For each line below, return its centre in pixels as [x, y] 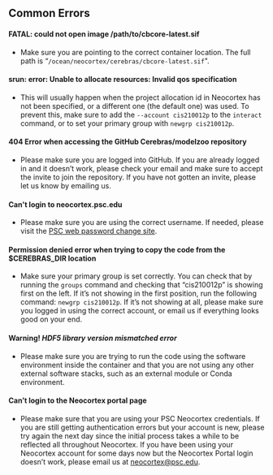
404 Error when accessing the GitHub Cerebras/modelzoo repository [128, 142]
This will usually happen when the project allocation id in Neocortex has [141, 97]
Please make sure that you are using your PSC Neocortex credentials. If [140, 418]
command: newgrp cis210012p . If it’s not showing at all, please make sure [142, 302]
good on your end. [51, 319]
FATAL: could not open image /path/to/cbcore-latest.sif [104, 34]
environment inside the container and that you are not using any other [137, 365]
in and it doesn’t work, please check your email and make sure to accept [141, 168]
